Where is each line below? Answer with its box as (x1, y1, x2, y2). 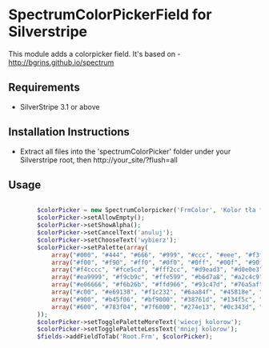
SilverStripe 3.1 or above (19, 102, 100, 111)
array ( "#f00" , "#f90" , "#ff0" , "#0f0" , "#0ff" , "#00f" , (50, 258, 242, 266)
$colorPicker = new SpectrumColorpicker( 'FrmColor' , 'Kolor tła (37, 206, 256, 214)
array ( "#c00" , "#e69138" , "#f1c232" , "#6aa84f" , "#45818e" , (50, 288, 256, 296)
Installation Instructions (8, 126, 130, 139)
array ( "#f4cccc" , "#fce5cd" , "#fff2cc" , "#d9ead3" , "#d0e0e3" (50, 266, 263, 274)
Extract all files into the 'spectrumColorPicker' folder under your (19, 146, 231, 156)
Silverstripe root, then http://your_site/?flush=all (19, 154, 178, 165)
